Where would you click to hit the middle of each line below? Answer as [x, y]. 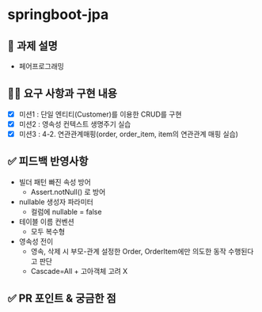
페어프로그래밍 [41, 66]
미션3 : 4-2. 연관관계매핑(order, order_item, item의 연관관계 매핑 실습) [129, 134]
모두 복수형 [47, 231]
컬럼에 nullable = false [66, 211]
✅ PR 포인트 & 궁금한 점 [62, 299]
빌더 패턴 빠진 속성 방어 [55, 182]
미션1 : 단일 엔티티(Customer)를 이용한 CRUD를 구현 [100, 114]
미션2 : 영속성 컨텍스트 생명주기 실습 [75, 124]
